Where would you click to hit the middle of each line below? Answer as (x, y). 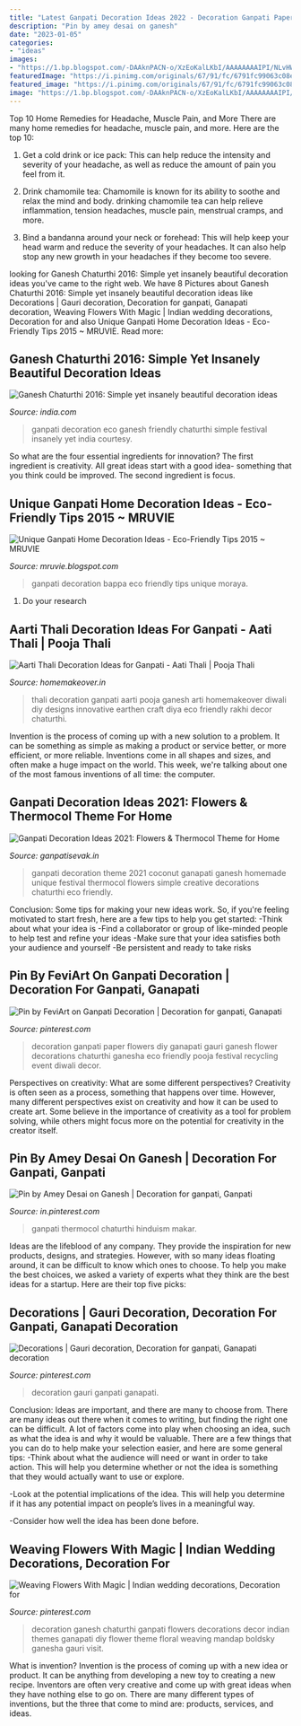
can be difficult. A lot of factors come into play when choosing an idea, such (150, 1429)
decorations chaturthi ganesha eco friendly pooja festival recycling (155, 1056)
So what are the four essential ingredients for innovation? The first (131, 456)
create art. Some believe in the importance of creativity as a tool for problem (150, 1111)
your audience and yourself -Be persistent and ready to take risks (130, 947)
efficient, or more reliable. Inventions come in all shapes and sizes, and (140, 755)
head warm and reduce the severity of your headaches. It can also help (154, 247)
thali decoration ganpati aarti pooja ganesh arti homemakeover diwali (159, 699)
